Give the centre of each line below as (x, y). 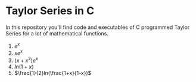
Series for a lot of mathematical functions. (57, 33)
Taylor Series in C (50, 11)
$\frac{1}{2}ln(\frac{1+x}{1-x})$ (53, 73)
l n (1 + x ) (24, 67)
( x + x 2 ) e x (26, 60)
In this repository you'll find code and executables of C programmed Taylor (98, 27)
